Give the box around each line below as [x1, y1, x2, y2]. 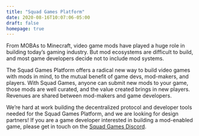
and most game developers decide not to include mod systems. [6, 55, 165, 62]
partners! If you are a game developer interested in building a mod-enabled [6, 117, 193, 124]
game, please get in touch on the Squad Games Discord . [6, 123, 147, 130]
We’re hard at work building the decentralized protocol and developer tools [6, 104, 192, 111]
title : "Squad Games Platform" [6, 8, 85, 15]
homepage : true [6, 25, 45, 32]
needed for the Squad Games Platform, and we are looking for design [6, 110, 179, 117]
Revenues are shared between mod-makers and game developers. [6, 92, 172, 99]
